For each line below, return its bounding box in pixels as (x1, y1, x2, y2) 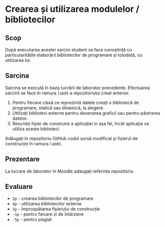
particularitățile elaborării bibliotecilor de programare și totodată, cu (5, 52, 142, 58)
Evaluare (5, 182, 33, 191)
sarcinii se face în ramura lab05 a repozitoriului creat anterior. (5, 90, 130, 96)
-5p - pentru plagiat (12, 217, 52, 223)
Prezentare (5, 155, 40, 164)
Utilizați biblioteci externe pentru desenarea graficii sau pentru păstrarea (12, 110, 161, 116)
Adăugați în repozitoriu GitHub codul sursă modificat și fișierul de (5, 135, 138, 141)
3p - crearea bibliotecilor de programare (12, 195, 94, 201)
